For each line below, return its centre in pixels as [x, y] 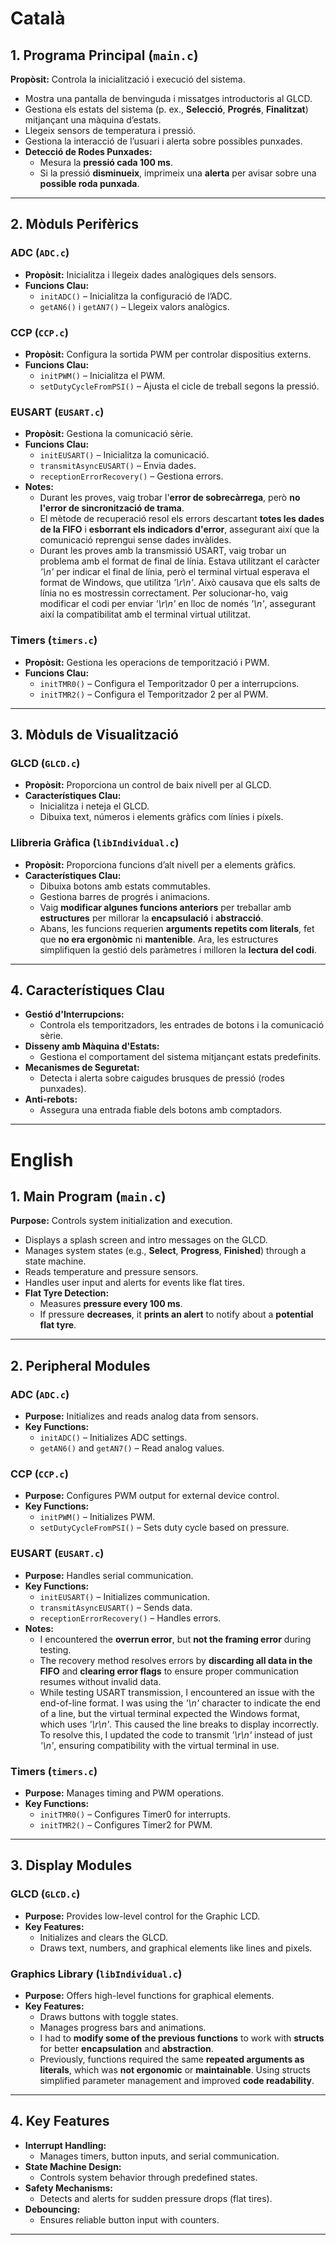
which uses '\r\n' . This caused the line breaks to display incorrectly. [179, 1724]
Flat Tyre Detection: [67, 1293]
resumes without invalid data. [100, 1681]
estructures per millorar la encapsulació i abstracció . [151, 918]
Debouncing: [52, 2209]
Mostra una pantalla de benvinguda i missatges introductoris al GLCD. [168, 98]
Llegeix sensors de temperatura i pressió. [110, 130]
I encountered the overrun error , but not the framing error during [175, 1639]
